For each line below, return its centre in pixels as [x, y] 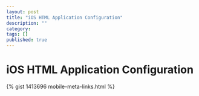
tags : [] [17, 34]
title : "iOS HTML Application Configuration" [64, 18]
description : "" [27, 23]
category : [19, 29]
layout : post [23, 12]
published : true [27, 40]
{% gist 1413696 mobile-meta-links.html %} [60, 86]
